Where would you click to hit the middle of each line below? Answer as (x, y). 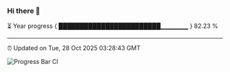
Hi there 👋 (24, 11)
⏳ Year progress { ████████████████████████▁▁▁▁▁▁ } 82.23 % (113, 26)
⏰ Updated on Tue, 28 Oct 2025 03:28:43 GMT (74, 48)
